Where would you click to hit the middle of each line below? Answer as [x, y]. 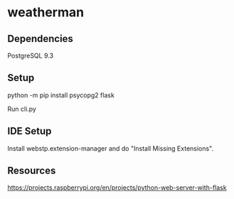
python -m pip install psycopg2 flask [61, 95]
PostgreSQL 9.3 [31, 55]
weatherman [46, 12]
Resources [32, 171]
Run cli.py [22, 109]
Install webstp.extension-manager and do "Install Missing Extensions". [111, 148]
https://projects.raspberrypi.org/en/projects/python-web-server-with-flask [117, 188]
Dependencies [40, 39]
